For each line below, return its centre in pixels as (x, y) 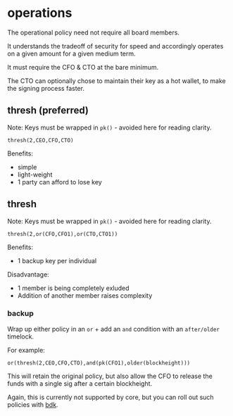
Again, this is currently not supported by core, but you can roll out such (111, 397)
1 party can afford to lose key (59, 182)
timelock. (20, 336)
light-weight (35, 175)
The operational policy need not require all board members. (93, 32)
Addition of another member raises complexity (85, 295)
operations (40, 13)
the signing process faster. (46, 88)
